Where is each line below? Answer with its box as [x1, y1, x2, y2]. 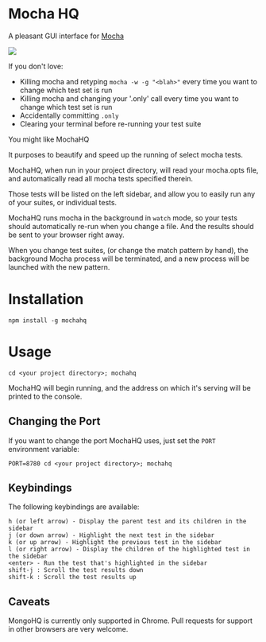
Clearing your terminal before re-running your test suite [19, 119, 202, 128]
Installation [8, 290, 84, 309]
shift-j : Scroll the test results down [8, 566, 145, 574]
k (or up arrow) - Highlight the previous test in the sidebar [8, 539, 222, 547]
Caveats [8, 594, 50, 609]
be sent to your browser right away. [8, 230, 125, 239]
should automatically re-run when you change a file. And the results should [8, 221, 254, 231]
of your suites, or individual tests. [8, 197, 118, 207]
